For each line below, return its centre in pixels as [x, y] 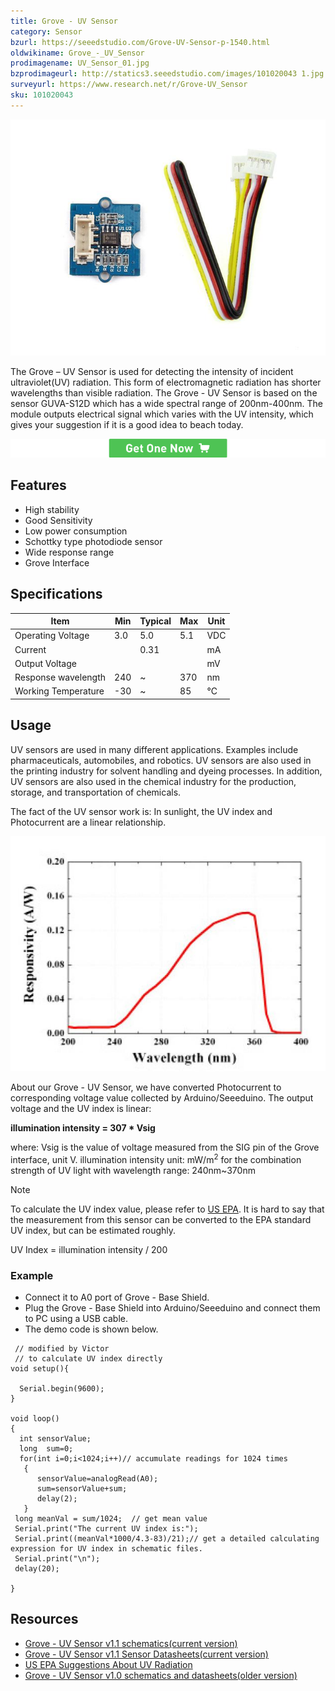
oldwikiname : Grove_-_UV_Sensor [77, 53]
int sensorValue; [55, 1439]
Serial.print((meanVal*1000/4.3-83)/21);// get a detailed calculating [167, 1539]
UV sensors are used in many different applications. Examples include [154, 749]
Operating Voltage [52, 636]
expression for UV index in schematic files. [106, 1549]
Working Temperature [59, 691]
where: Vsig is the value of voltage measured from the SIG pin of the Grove [165, 1147]
